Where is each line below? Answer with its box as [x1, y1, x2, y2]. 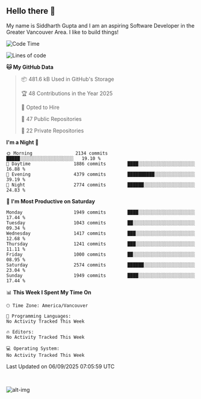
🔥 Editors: [6, 329, 34, 335]
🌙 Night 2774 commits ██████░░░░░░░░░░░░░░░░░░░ [6, 182, 196, 188]
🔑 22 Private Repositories [20, 127, 84, 134]
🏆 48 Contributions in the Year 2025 [20, 90, 113, 97]
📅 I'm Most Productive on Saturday [6, 197, 95, 205]
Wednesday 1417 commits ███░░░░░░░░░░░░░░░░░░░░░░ [6, 230, 196, 237]
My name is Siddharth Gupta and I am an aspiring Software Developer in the [6, 22, 195, 29]
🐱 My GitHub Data [6, 63, 54, 70]
